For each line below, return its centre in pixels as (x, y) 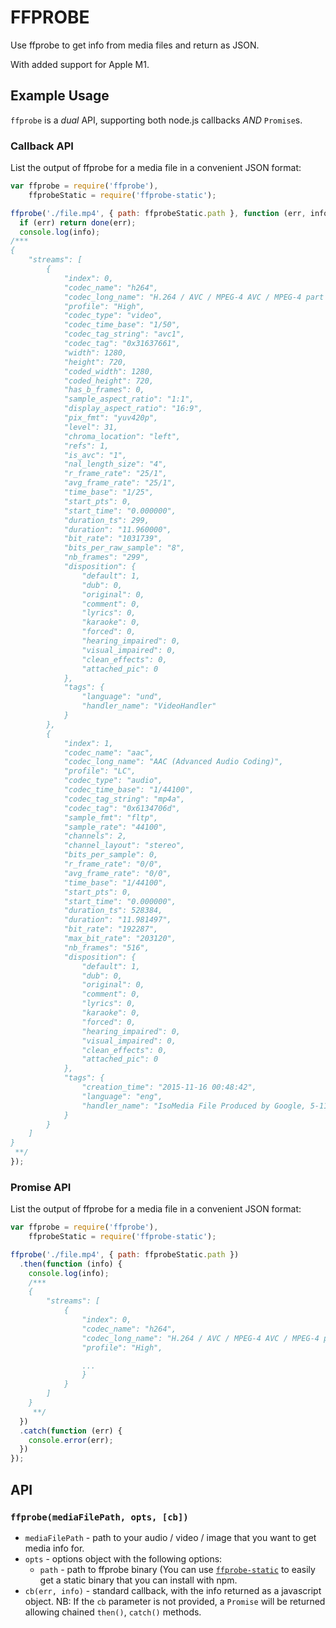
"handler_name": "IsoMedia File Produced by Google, (194, 1106)
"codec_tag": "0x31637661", (122, 344)
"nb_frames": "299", (106, 557)
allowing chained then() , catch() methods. (113, 1612)
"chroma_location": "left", (122, 436)
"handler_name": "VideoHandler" (149, 706)
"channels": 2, (95, 836)
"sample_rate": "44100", (115, 827)
